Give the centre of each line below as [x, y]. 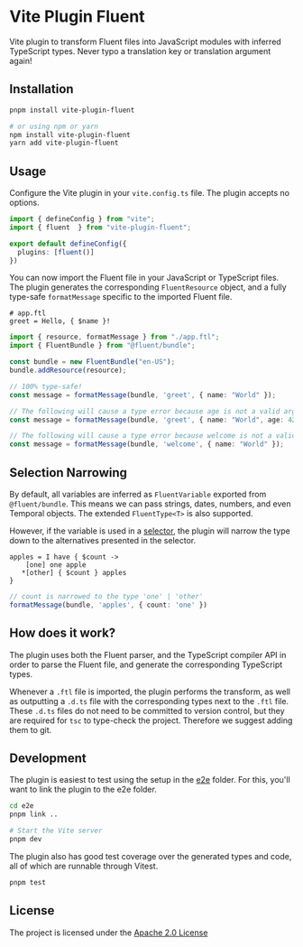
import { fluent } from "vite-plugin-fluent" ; [101, 227]
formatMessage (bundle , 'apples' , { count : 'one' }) [108, 605]
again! [21, 60]
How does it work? [63, 633]
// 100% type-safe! [46, 386]
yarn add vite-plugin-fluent [64, 143]
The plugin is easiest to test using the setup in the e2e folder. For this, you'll [150, 780]
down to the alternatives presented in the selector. [103, 540]
